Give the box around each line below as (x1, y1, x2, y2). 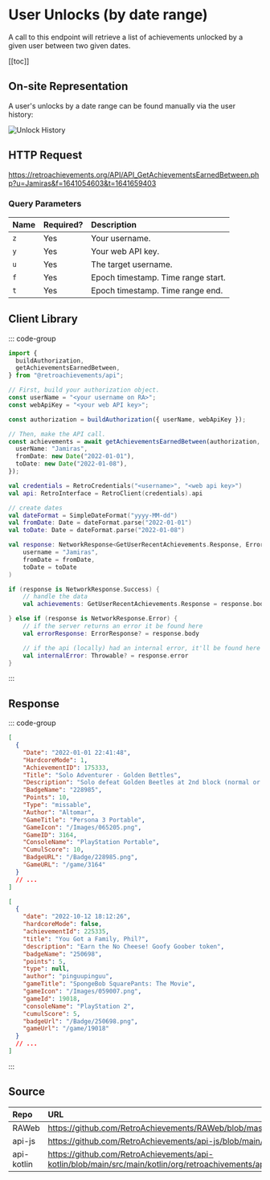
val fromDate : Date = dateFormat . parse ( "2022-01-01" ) (8, 518, 193, 527)
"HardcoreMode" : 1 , (22, 756, 88, 764)
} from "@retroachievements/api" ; (8, 371, 125, 379)
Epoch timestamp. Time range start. (91, 272, 227, 283)
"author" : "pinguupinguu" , (22, 973, 113, 981)
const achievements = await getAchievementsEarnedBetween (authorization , (8, 437, 261, 445)
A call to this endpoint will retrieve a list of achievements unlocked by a (8, 32, 243, 42)
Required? (43, 219, 84, 230)
